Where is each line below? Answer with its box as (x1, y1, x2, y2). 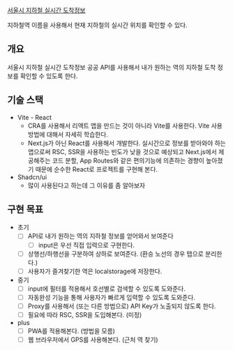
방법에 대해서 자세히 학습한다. (27, 130, 108, 138)
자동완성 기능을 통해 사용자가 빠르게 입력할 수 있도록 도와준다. (27, 293, 195, 301)
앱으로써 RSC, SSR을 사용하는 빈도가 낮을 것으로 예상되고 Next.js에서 (27, 147, 218, 155)
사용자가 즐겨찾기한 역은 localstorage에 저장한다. (27, 267, 163, 275)
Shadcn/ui (17, 173, 47, 181)
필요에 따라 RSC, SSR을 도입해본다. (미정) (27, 310, 142, 319)
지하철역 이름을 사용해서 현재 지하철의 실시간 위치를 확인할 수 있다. (7, 21, 188, 29)
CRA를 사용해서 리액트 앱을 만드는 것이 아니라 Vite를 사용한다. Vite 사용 (27, 121, 223, 130)
